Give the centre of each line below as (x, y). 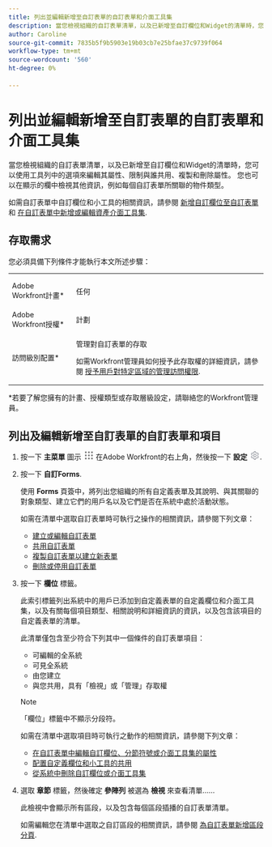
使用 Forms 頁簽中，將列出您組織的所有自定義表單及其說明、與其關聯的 (139, 492)
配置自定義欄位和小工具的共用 (82, 763)
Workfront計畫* (38, 296)
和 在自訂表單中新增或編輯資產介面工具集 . (78, 212)
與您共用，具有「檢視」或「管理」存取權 (100, 686)
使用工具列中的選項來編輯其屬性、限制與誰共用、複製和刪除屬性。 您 (130, 175)
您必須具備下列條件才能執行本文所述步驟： (79, 261)
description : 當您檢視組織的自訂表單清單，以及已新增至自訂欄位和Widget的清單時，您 (136, 26)
